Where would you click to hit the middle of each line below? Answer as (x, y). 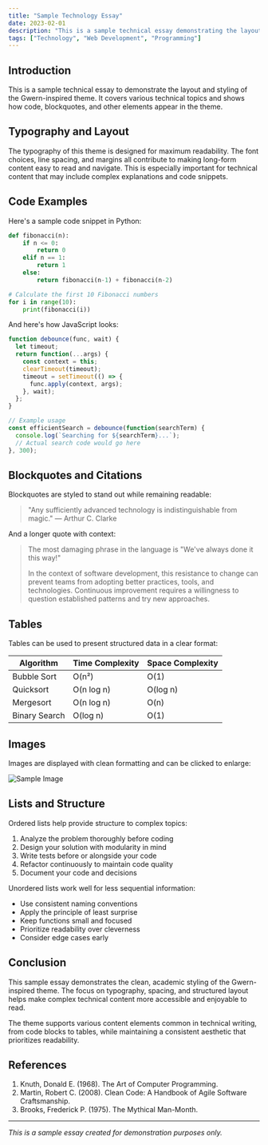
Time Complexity (106, 663)
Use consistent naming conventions (79, 904)
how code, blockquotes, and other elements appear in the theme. (116, 107)
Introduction (40, 70)
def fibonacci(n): (39, 235)
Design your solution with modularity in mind (93, 847)
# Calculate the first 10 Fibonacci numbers (83, 294)
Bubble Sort (35, 676)
